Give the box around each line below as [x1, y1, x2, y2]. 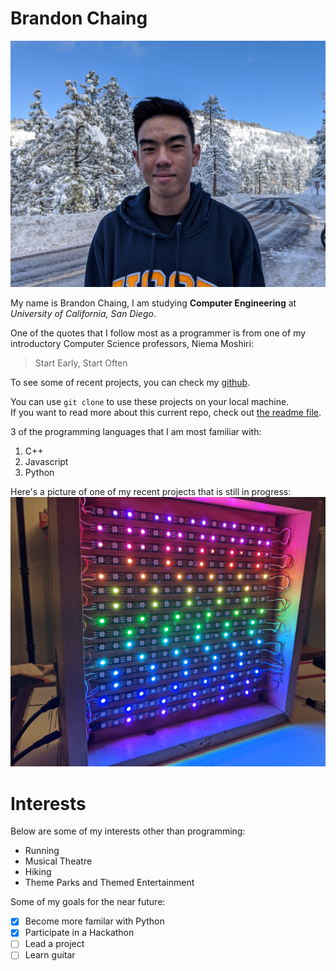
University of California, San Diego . [10, 307, 157, 319]
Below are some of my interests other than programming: [10, 825, 246, 837]
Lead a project [24, 938, 85, 950]
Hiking [24, 866, 52, 878]
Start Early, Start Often [34, 357, 128, 369]
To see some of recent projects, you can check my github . [10, 376, 251, 388]
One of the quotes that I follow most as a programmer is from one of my [10, 327, 307, 339]
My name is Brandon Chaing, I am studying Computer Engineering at [10, 297, 297, 309]
